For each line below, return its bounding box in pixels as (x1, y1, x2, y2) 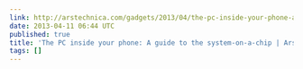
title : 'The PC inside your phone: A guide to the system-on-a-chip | (9, 38, 280, 47)
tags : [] (9, 47, 42, 56)
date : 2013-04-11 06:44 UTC (9, 22, 115, 30)
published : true (9, 30, 70, 39)
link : (9, 13, 30, 22)
